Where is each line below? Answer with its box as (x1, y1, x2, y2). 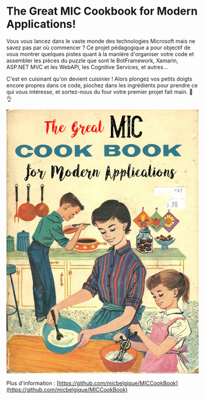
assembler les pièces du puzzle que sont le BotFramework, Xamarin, (6, 57, 179, 64)
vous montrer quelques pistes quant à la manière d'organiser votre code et (6, 50, 194, 57)
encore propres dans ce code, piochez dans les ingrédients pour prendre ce (6, 81, 198, 89)
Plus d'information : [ (6, 379, 59, 387)
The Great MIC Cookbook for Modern (6, 4, 198, 18)
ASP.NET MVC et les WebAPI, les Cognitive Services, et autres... (6, 63, 168, 71)
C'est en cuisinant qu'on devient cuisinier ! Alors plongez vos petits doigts (6, 75, 193, 82)
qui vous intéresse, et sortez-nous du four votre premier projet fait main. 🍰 (6, 88, 193, 95)
